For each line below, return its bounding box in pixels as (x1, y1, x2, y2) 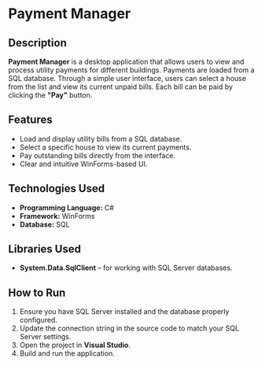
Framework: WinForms (19, 211, 95, 220)
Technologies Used (8, 182, 105, 195)
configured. (19, 316, 57, 325)
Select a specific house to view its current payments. (19, 142, 192, 152)
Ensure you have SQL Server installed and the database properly (19, 307, 230, 316)
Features (8, 113, 53, 127)
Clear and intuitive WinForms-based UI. (19, 159, 148, 168)
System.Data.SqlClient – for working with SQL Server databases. (19, 263, 233, 272)
